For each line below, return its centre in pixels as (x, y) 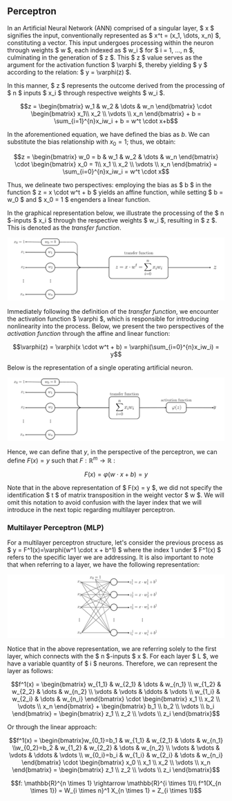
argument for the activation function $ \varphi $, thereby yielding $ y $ (107, 64)
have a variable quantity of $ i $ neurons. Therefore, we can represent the (112, 663)
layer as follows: (30, 670)
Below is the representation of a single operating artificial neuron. (100, 368)
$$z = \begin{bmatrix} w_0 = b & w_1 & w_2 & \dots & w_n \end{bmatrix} (116, 157)
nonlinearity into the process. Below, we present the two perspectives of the (116, 326)
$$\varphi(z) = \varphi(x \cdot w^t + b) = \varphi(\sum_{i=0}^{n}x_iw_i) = (116, 347)
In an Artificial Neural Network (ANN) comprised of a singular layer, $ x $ (111, 28)
